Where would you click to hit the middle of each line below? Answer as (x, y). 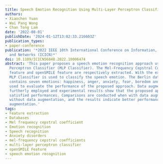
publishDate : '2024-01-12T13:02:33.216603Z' (51, 37)
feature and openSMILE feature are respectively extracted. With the (81, 73)
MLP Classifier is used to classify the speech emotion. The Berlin (80, 77)
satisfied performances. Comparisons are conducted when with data (79, 95)
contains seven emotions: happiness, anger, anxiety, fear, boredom (80, 82)
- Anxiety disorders (26, 136)
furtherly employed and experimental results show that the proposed (81, 91)
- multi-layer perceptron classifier (43, 145)
